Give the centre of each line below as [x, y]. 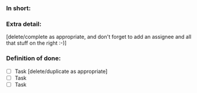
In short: [19, 8]
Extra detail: [24, 24]
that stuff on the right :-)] [36, 43]
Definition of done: [33, 58]
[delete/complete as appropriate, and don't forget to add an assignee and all [99, 37]
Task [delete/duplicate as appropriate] [61, 71]
